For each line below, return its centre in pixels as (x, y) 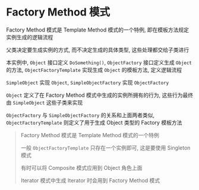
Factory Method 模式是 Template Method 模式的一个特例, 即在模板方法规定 (97, 30)
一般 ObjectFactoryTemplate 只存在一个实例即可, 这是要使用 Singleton (105, 148)
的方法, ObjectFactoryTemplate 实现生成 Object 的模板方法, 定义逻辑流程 (94, 69)
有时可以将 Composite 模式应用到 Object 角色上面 (81, 167)
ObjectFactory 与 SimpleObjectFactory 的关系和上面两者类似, (80, 115)
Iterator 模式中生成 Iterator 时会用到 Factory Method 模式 (90, 180)
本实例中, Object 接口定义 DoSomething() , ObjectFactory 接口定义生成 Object (99, 62)
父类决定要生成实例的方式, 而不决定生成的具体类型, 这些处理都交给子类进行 (97, 50)
